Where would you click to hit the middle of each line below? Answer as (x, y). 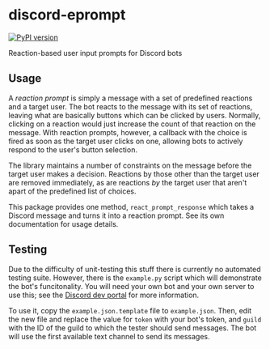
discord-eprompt (67, 15)
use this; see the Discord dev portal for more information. (104, 295)
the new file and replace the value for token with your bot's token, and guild (135, 319)
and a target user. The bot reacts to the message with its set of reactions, (131, 106)
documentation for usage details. (63, 223)
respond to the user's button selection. (73, 149)
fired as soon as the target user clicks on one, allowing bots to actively (126, 141)
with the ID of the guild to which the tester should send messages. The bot (133, 328)
